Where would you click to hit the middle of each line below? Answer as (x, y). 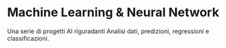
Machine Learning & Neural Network (113, 13)
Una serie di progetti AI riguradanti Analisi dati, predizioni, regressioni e (108, 31)
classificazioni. (28, 38)
